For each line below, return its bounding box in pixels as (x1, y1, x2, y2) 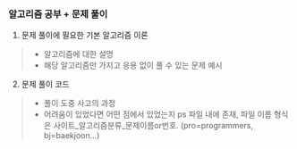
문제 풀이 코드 (21, 79, 70, 90)
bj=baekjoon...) (43, 130, 100, 141)
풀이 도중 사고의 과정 (43, 98, 116, 109)
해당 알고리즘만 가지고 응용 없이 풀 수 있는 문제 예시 (43, 60, 223, 70)
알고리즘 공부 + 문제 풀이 (8, 7, 108, 20)
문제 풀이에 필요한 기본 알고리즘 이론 (21, 29, 148, 41)
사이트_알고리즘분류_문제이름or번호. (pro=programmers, (53, 120, 254, 131)
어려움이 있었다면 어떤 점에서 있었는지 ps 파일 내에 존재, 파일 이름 (43, 109, 272, 120)
